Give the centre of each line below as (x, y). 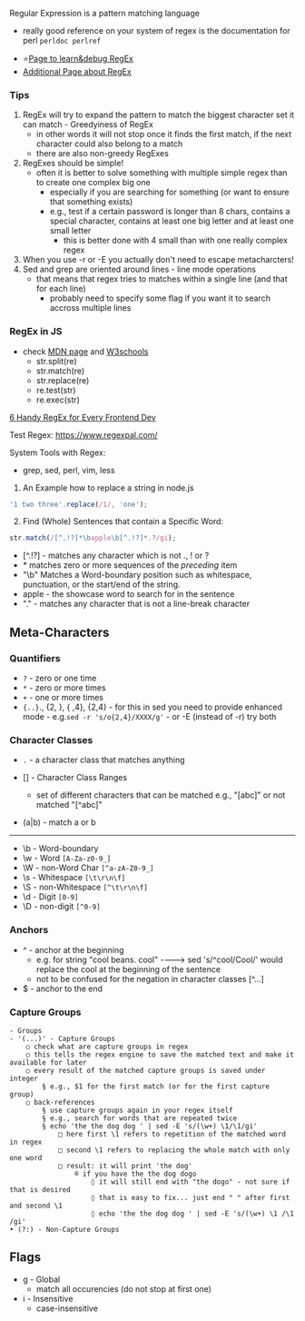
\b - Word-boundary (60, 849)
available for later (49, 1062)
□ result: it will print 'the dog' (125, 1166)
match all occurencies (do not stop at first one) (123, 1288)
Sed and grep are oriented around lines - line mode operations (139, 269)
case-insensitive (67, 1308)
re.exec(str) (58, 400)
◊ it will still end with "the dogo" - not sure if (190, 1182)
